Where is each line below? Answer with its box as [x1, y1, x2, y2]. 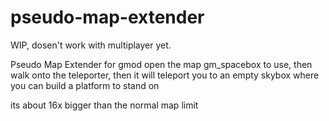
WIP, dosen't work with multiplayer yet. [10, 39, 172, 51]
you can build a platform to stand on [10, 79, 160, 91]
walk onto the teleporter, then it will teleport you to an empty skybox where [10, 69, 320, 81]
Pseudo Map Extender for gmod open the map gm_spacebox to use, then [10, 58, 313, 70]
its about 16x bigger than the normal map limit [10, 99, 199, 111]
